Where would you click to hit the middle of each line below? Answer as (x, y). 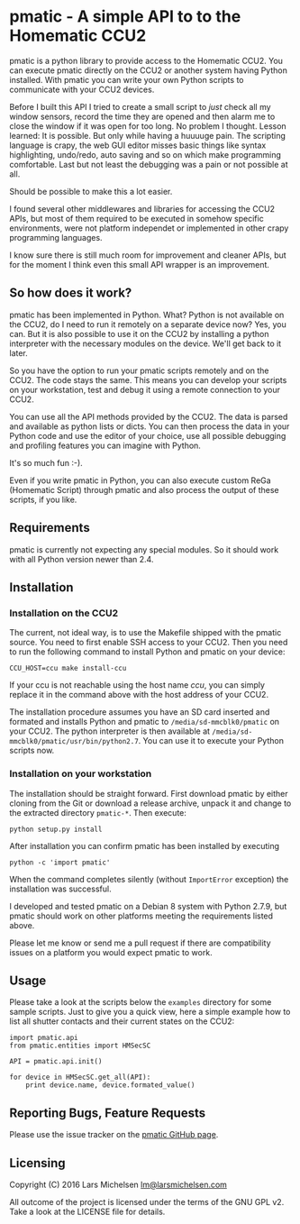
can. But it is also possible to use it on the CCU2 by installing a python (139, 333)
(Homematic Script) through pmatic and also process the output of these (144, 489)
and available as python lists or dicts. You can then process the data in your (150, 426)
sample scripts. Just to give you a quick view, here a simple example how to (150, 1012)
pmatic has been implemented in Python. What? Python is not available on (147, 315)
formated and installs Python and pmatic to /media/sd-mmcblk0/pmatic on (145, 722)
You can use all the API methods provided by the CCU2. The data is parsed (149, 416)
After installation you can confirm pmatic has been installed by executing (145, 845)
